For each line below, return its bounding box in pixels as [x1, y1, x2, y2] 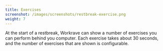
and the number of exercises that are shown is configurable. [5, 41, 129, 47]
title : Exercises [5, 7, 41, 12]
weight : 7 [5, 16, 26, 21]
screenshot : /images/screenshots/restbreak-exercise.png [5, 12, 126, 17]
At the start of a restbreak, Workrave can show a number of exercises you [5, 30, 157, 36]
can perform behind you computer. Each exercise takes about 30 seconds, [5, 35, 159, 41]
